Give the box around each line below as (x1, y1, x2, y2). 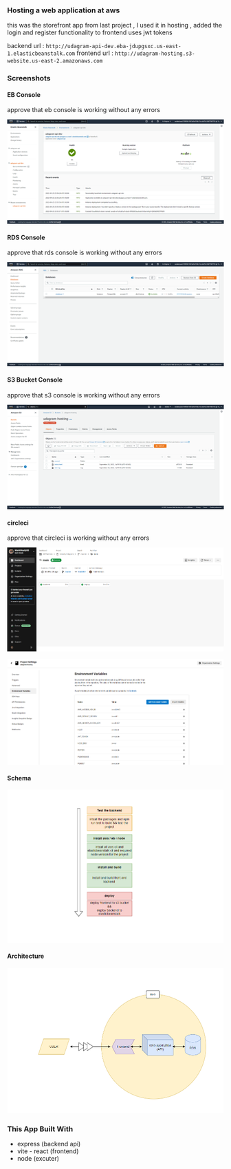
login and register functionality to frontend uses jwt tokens (7, 28, 173, 36)
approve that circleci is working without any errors (7, 534, 150, 542)
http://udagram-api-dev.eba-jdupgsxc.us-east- (45, 43, 181, 50)
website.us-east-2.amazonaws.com (7, 58, 103, 65)
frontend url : (76, 49, 113, 57)
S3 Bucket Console (7, 375, 63, 384)
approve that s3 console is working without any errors (7, 391, 160, 399)
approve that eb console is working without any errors (7, 106, 160, 114)
